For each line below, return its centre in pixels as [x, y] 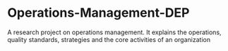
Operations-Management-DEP [98, 13]
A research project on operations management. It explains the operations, [114, 32]
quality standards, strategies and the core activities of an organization [109, 39]
